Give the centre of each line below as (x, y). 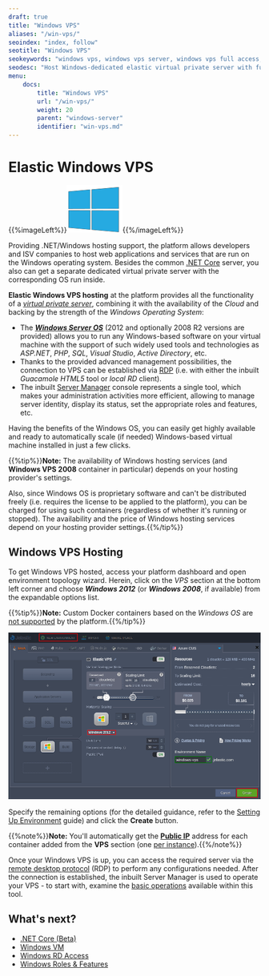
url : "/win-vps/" (66, 101)
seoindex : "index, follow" (53, 42)
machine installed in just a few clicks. (70, 445)
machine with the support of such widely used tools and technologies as (139, 344)
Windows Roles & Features (64, 964)
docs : (32, 84)
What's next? (42, 920)
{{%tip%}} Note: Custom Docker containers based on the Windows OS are (131, 613)
